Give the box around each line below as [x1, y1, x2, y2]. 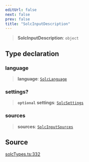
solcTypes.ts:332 [5, 151, 40, 157]
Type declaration [5, 49, 59, 58]
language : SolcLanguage [17, 75, 67, 81]
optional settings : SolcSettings [17, 99, 84, 105]
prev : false [5, 16, 30, 21]
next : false [5, 12, 30, 17]
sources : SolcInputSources [17, 123, 73, 129]
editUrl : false [5, 7, 37, 12]
